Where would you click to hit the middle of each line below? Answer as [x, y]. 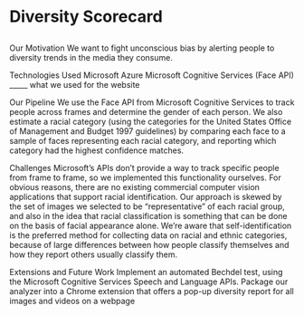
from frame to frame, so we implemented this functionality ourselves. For [146, 177]
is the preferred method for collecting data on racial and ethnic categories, [148, 235]
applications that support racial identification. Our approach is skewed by [146, 196]
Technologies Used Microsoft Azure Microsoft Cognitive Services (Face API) [152, 75]
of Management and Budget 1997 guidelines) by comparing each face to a [148, 131]
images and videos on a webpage [72, 301]
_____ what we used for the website [75, 84]
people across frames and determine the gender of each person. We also [146, 111]
